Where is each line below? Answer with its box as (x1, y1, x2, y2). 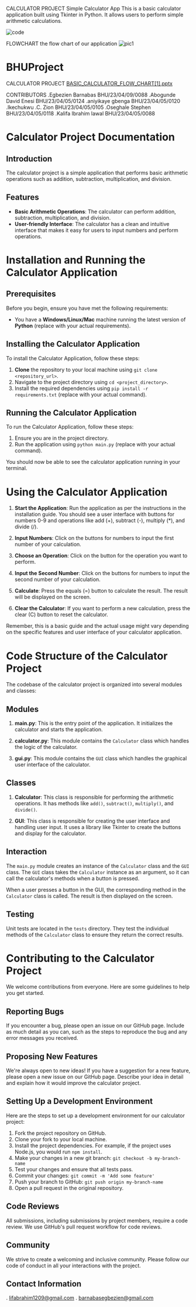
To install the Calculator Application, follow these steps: (6, 354, 140, 362)
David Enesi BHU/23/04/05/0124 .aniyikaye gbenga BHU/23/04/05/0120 (6, 97, 180, 104)
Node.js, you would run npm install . (14, 1148, 102, 1155)
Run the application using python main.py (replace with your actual (14, 441, 176, 448)
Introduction (6, 153, 53, 163)
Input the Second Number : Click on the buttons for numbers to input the (14, 570, 190, 577)
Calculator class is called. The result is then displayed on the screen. (6, 892, 173, 899)
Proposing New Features (6, 1051, 98, 1062)
